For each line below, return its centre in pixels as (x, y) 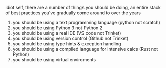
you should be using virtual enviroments (54, 60)
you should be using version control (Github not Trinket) (70, 38)
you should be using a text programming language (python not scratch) (87, 22)
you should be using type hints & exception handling (67, 44)
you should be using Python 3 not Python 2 (57, 28)
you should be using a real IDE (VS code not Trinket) (67, 33)
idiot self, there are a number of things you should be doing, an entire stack (83, 7)
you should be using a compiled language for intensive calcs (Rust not (85, 49)
